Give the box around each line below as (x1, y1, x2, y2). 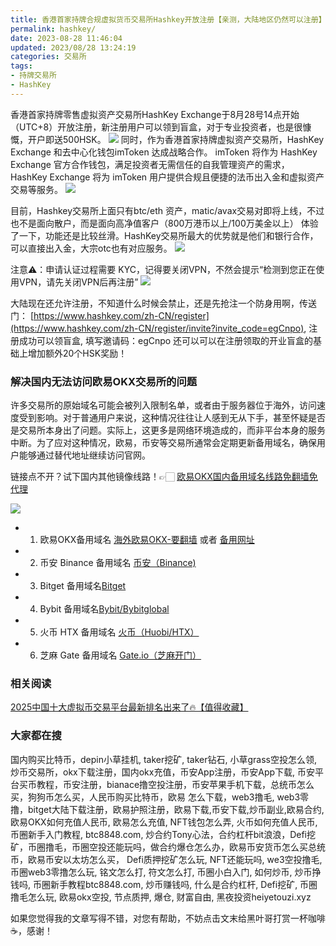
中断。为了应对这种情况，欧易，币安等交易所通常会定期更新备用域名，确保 (10, 437, 317, 449)
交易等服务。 (10, 183, 63, 195)
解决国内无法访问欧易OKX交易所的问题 (10, 374, 198, 388)
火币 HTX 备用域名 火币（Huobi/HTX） (39, 626, 200, 638)
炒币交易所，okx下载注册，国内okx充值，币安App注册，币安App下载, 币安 (10, 766, 316, 778)
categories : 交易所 (10, 52, 87, 62)
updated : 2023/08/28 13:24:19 (10, 42, 137, 53)
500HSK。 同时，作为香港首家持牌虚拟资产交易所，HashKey (62, 133, 325, 145)
